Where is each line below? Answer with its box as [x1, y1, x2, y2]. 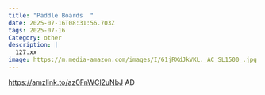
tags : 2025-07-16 [8, 26, 66, 34]
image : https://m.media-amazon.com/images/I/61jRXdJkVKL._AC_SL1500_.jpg [8, 56, 258, 64]
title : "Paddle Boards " [8, 11, 94, 20]
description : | [8, 41, 59, 49]
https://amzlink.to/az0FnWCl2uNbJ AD [8, 77, 135, 87]
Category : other [8, 33, 62, 42]
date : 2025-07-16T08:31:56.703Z [8, 19, 115, 27]
